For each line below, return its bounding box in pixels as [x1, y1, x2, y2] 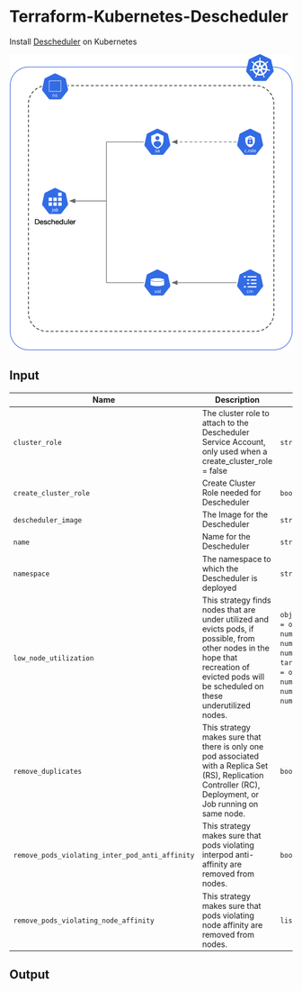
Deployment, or [201, 789, 259, 799]
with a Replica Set [201, 760, 269, 771]
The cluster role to [201, 407, 270, 418]
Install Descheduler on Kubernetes [9, 36, 138, 47]
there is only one [201, 741, 264, 751]
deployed [201, 582, 237, 593]
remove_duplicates [13, 767, 83, 776]
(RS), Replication [201, 770, 264, 780]
